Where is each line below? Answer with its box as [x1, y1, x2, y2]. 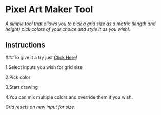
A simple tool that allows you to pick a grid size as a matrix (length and [5, 20, 156, 27]
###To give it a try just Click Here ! [5, 54, 78, 60]
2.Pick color [5, 74, 31, 80]
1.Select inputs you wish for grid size [5, 64, 83, 70]
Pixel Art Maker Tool [5, 4, 93, 15]
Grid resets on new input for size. [5, 104, 76, 110]
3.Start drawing [5, 84, 38, 90]
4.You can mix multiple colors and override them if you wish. [5, 94, 133, 100]
